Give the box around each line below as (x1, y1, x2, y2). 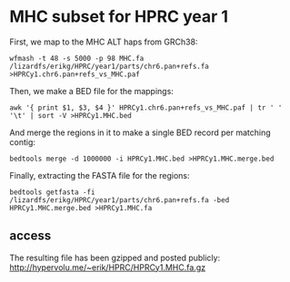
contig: (9, 136, 36, 147)
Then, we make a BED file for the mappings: (9, 85, 175, 96)
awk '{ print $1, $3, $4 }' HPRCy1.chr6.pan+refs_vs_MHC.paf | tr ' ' (9, 102, 283, 112)
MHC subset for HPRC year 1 (9, 6, 229, 27)
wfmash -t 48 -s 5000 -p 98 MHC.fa (9, 53, 145, 63)
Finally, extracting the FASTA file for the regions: (9, 170, 190, 180)
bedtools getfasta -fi (9, 188, 95, 197)
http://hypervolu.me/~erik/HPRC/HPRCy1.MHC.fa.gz (9, 261, 206, 273)
